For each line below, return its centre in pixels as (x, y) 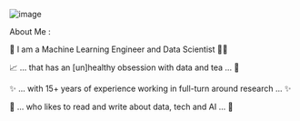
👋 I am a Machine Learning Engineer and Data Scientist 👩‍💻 (119, 49)
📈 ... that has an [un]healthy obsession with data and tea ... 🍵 (125, 67)
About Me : (30, 31)
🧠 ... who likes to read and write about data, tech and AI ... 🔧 (121, 106)
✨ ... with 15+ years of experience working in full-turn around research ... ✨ (150, 88)
